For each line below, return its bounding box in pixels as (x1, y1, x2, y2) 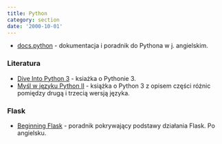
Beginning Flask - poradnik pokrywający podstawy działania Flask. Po (16, 121, 215, 130)
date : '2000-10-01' (7, 23, 63, 29)
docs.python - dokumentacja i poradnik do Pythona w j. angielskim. (16, 42, 208, 50)
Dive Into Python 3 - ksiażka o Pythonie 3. (16, 74, 136, 82)
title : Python (7, 10, 48, 17)
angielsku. (16, 128, 47, 137)
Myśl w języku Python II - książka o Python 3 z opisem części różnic (16, 82, 211, 90)
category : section (7, 16, 60, 23)
